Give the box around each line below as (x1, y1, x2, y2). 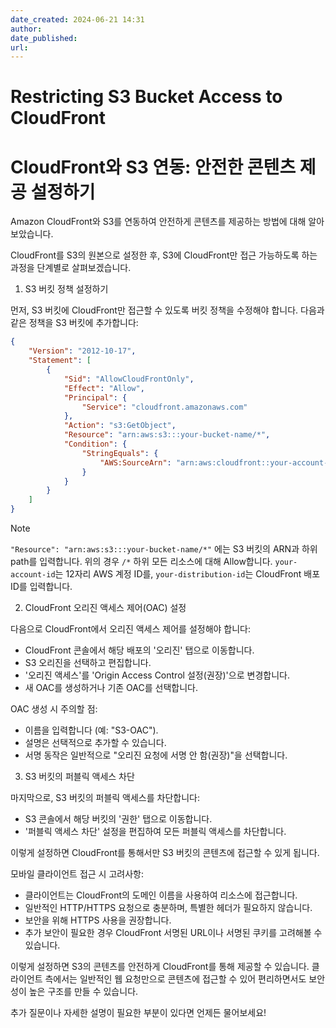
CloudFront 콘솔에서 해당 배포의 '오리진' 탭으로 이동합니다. (24, 644, 255, 656)
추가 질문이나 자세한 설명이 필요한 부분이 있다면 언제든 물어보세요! (10, 1007, 267, 1018)
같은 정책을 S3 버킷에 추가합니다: (10, 317, 139, 329)
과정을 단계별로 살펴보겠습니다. (10, 262, 132, 274)
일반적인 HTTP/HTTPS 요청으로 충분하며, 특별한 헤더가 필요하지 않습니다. (24, 902, 313, 913)
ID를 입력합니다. (10, 581, 73, 592)
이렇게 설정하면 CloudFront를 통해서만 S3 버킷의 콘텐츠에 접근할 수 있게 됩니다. (10, 847, 320, 858)
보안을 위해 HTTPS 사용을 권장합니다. (24, 914, 172, 926)
